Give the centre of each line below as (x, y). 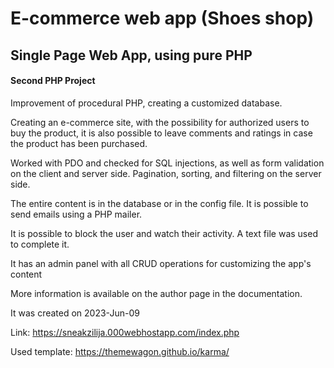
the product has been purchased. (79, 143)
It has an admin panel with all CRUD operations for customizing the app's (161, 263)
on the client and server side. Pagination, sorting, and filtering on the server (166, 173)
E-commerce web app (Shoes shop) (162, 18)
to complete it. (40, 244)
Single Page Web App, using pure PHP (131, 55)
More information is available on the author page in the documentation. (156, 293)
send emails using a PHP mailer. (76, 214)
